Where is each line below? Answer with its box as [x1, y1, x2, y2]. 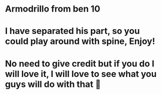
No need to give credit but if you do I [5, 58, 155, 69]
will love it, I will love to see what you [5, 68, 157, 79]
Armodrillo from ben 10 [5, 3, 101, 15]
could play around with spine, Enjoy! [5, 36, 155, 47]
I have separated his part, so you [5, 26, 140, 37]
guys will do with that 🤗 [5, 78, 101, 90]
